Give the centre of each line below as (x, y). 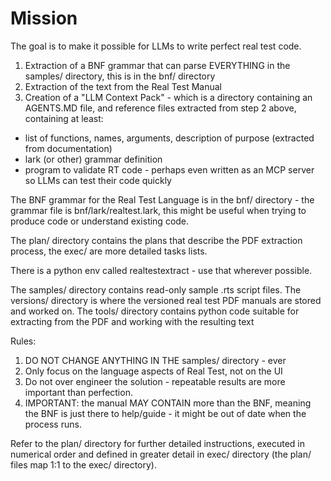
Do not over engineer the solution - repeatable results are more (155, 381)
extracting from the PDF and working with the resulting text (132, 321)
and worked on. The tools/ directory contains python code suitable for (155, 311)
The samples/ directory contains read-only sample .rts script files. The (156, 289)
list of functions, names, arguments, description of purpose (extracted (169, 138)
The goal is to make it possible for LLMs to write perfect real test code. (156, 46)
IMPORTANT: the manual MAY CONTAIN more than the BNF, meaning (168, 403)
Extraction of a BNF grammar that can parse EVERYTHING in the (157, 65)
